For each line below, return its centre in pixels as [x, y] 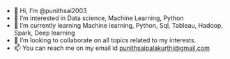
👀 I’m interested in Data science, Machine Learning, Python [99, 18]
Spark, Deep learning [44, 33]
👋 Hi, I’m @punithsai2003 [50, 11]
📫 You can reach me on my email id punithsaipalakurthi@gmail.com [112, 48]
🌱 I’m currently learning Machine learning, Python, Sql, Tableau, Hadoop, [118, 25]
